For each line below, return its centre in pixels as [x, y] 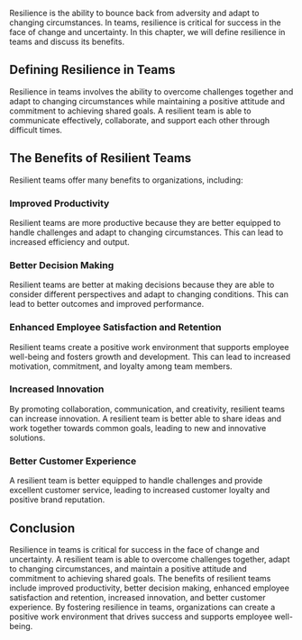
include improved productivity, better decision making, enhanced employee [150, 588]
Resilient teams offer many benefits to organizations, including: [126, 180]
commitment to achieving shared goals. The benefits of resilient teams [140, 578]
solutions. [27, 437]
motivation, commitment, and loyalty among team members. [121, 366]
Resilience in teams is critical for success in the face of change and [134, 549]
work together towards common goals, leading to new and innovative [138, 428]
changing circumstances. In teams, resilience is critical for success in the [145, 23]
